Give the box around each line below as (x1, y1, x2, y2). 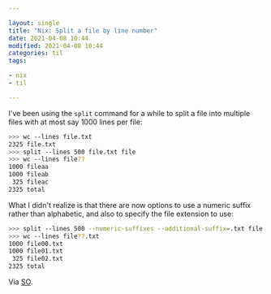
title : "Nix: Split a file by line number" (8, 26, 158, 35)
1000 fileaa (8, 163, 49, 171)
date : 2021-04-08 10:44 (8, 34, 89, 42)
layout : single (8, 19, 60, 27)
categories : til (8, 50, 63, 58)
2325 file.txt (8, 140, 57, 149)
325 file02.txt (11, 255, 63, 263)
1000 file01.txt (8, 247, 63, 256)
